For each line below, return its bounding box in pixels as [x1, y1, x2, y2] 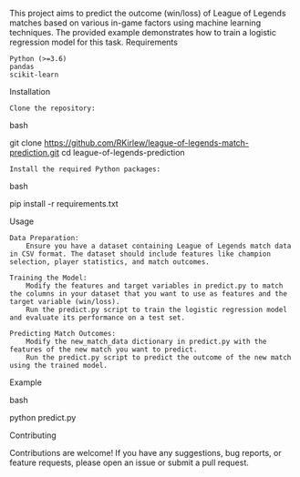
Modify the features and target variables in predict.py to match [26, 281, 284, 290]
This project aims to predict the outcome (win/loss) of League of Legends [9, 8, 286, 18]
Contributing [9, 430, 57, 441]
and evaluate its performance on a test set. [9, 313, 185, 322]
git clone [9, 137, 43, 148]
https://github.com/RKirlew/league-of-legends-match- [44, 137, 249, 148]
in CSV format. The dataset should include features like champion [9, 249, 272, 259]
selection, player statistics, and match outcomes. [9, 258, 210, 267]
